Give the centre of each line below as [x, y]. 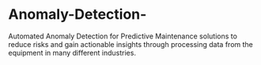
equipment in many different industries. [72, 52]
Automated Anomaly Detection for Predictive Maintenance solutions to [123, 36]
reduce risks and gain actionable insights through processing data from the [130, 44]
